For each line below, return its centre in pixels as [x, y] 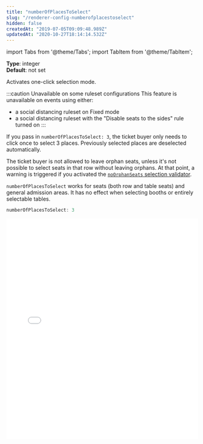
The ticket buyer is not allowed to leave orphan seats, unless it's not [91, 161]
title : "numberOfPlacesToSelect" [49, 12]
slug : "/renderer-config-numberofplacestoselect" [71, 18]
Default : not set [26, 70]
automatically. [24, 150]
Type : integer [23, 64]
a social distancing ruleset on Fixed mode [67, 112]
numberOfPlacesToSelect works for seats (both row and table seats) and [96, 186]
